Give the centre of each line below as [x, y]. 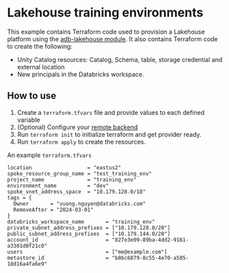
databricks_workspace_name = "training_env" [81, 221]
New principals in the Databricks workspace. [80, 74]
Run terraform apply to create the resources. [81, 142]
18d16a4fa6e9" [28, 264]
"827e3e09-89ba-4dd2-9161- [150, 240]
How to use [32, 96]
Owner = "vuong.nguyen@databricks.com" [80, 204]
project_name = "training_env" [72, 179]
